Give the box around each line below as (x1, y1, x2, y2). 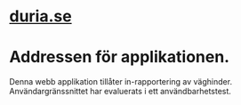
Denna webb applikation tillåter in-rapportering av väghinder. (9, 77, 233, 87)
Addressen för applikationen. (9, 47, 229, 68)
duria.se (9, 6, 73, 27)
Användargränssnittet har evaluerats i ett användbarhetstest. (9, 86, 231, 97)
